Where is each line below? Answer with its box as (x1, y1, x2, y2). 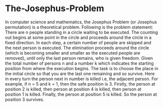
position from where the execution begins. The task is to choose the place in (5, 65, 159, 71)
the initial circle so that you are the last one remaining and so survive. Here (5, 71, 155, 76)
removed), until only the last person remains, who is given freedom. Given (5, 55, 153, 61)
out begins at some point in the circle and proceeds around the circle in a (5, 35, 152, 40)
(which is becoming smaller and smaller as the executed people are (5, 50, 140, 56)
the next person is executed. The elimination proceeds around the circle (5, 45, 149, 51)
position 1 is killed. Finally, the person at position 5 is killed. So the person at (5, 91, 157, 97)
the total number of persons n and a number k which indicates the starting (5, 60, 154, 66)
